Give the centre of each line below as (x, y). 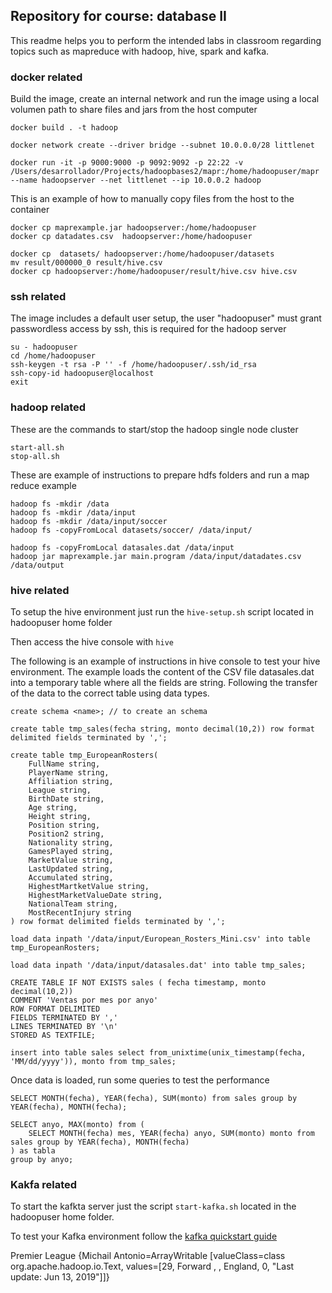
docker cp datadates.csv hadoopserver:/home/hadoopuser (131, 237)
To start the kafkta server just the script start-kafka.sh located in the (153, 1206)
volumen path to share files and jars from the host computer (134, 110)
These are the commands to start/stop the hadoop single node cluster (154, 429)
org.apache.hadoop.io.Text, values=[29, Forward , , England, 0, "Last (152, 1266)
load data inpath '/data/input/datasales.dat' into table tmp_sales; (158, 965)
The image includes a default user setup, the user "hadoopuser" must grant (166, 318)
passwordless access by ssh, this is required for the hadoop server (148, 329)
